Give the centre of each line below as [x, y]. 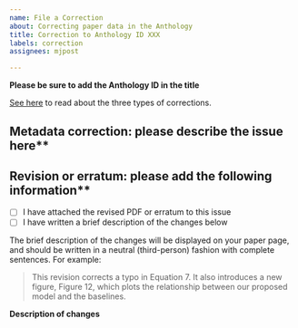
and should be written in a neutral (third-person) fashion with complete [142, 250]
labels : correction [46, 43]
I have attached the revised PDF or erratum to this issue [127, 212]
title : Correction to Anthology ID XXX [85, 34]
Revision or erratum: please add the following [141, 176]
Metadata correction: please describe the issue [146, 131]
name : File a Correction [56, 18]
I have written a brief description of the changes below [125, 222]
